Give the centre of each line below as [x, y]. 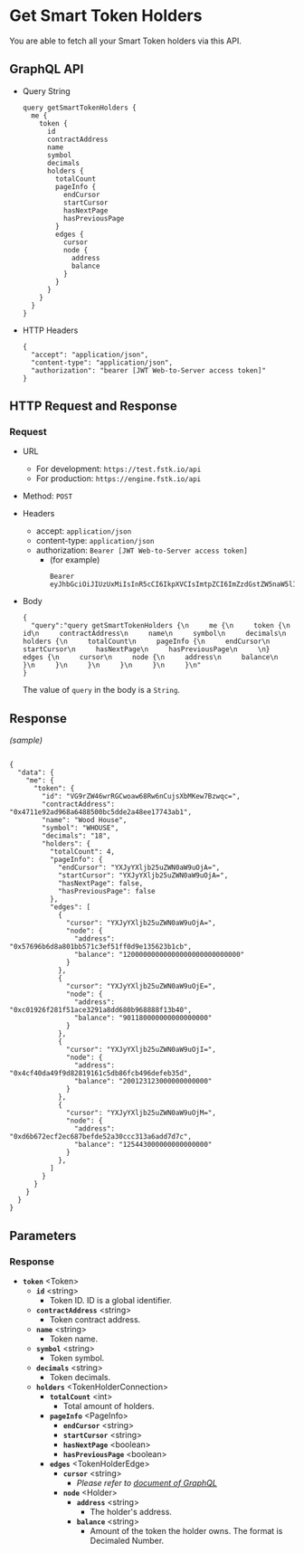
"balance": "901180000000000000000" [143, 1018]
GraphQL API [47, 69]
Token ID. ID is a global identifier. [110, 1300]
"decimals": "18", [76, 836]
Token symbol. [77, 1358]
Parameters [43, 1236]
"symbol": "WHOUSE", [81, 829]
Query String [46, 90]
